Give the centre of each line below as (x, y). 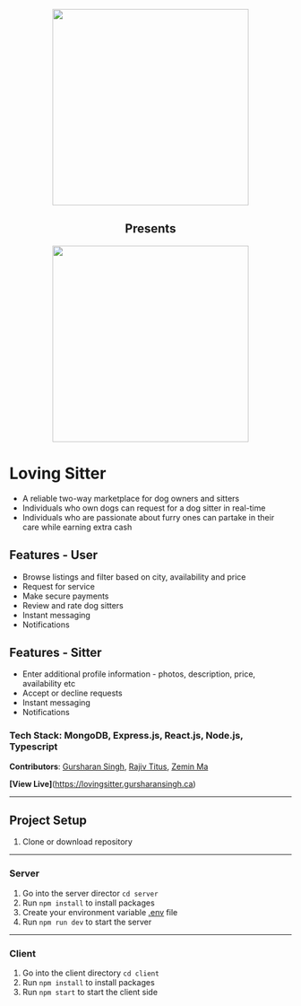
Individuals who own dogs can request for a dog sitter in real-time (144, 508)
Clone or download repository (77, 842)
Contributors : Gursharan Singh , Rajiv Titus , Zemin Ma (109, 766)
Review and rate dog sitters (73, 605)
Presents (150, 229)
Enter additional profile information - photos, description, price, (139, 674)
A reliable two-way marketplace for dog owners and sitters (131, 498)
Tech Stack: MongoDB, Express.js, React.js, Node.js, (126, 736)
